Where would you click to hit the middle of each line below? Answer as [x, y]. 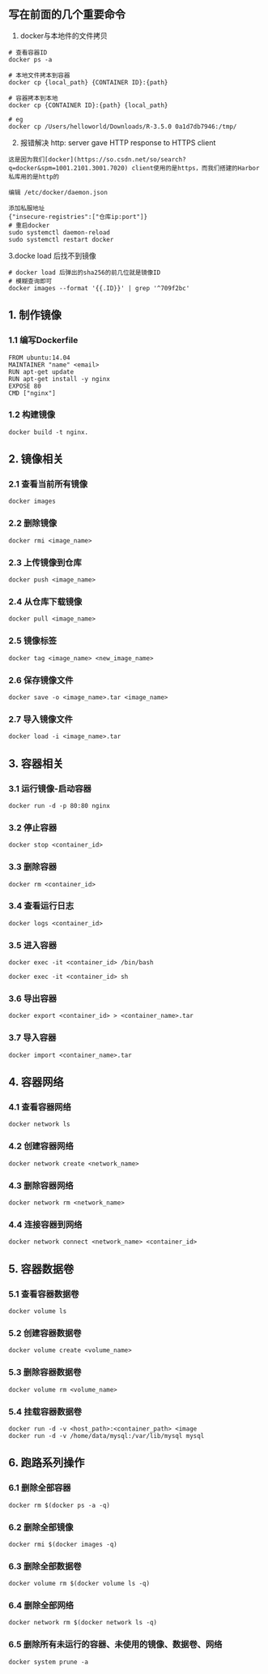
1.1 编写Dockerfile [43, 341]
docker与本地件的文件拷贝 [64, 36]
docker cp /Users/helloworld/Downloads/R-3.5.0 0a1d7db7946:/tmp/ [123, 127]
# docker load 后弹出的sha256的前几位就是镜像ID [85, 273]
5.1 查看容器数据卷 [44, 1294]
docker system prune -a [49, 1662]
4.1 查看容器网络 [40, 1107]
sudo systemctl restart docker [61, 239]
